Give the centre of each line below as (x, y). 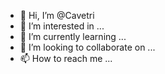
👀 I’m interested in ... (62, 26)
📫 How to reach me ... (66, 58)
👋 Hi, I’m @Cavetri (57, 15)
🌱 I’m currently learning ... (73, 36)
